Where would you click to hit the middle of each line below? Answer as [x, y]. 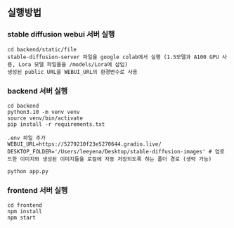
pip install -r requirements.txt [56, 124]
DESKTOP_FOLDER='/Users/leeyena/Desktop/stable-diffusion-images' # [110, 151]
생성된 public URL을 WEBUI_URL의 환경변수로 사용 [72, 72]
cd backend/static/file [42, 49]
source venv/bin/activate [45, 118]
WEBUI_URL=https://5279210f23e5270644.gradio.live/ [84, 144]
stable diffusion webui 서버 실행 [61, 34]
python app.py [28, 171]
